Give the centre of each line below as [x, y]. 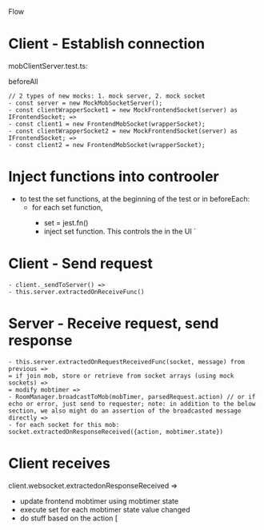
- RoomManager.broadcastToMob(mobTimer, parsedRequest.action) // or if [132, 397]
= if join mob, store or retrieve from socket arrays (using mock [121, 376]
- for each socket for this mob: [64, 424]
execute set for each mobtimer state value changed [105, 509]
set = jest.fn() [66, 222]
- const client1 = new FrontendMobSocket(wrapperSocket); [107, 124]
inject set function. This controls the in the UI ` [120, 231]
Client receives [59, 463]
